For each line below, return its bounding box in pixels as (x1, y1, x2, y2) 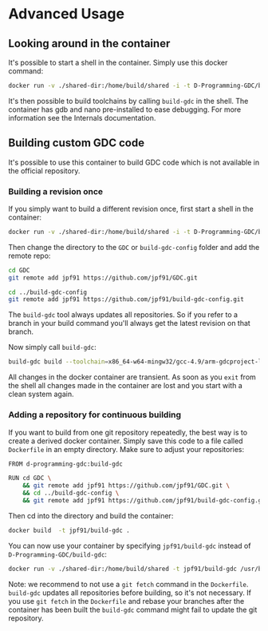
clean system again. (8, 389, 74, 399)
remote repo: (8, 251, 51, 260)
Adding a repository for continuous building (8, 409, 182, 420)
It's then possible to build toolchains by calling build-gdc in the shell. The (8, 96, 249, 105)
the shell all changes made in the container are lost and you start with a (8, 381, 243, 391)
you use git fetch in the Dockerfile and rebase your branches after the (8, 596, 245, 605)
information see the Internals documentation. (8, 113, 156, 122)
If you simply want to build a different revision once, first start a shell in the (8, 204, 254, 213)
